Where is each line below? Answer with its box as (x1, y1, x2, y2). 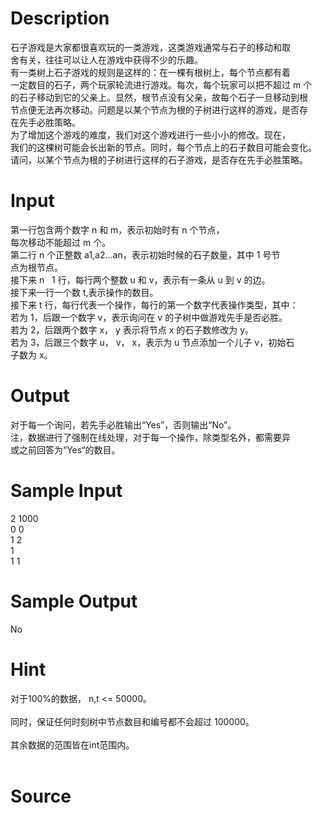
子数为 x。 (10, 348, 53, 361)
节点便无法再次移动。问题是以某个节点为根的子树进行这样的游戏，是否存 (10, 103, 308, 116)
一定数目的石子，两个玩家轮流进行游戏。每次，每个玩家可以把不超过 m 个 (10, 78, 313, 91)
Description (10, 7, 110, 30)
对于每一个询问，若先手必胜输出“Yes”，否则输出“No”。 (10, 418, 237, 431)
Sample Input (10, 480, 123, 502)
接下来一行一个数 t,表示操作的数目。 (10, 286, 159, 298)
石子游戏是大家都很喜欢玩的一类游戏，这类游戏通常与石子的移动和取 (10, 41, 291, 53)
